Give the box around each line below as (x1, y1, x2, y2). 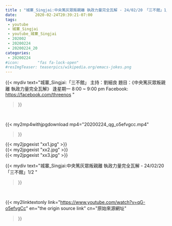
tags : (5, 17, 17, 22)
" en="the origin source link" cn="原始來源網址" (26, 206, 127, 212)
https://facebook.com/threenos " (5, 92, 75, 98)
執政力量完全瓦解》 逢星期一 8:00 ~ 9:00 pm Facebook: (11, 86, 128, 92)
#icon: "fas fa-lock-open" (5, 60, 79, 65)
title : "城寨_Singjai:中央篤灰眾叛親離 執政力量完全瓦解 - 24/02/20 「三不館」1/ (5, 7, 169, 13)
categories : (5, 50, 31, 55)
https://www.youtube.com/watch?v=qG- (60, 199, 146, 206)
